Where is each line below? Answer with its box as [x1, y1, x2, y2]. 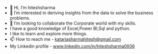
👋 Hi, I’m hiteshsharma [9, 5, 55, 10]
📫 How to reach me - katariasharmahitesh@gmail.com [9, 36, 121, 42]
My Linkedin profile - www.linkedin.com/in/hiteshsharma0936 [9, 43, 135, 49]
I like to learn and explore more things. [9, 31, 87, 36]
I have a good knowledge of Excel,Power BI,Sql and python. [9, 26, 131, 31]
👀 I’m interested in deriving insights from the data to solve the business [9, 10, 154, 16]
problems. [9, 15, 30, 21]
